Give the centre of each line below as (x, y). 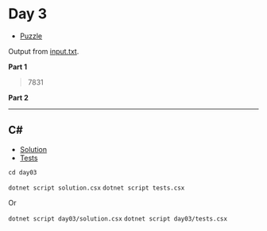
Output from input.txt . (44, 51)
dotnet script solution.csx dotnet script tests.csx (97, 188)
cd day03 (23, 172)
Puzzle (31, 36)
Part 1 (18, 67)
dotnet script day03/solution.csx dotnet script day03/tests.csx (118, 219)
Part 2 (19, 97)
